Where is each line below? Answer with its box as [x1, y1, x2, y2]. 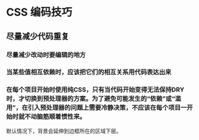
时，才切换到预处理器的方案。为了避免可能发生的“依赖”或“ [6, 95, 175, 103]
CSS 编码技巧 [6, 5, 73, 19]
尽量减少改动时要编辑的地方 [6, 50, 86, 59]
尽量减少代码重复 [6, 31, 69, 41]
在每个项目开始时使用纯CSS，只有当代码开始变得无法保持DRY [6, 86, 185, 94]
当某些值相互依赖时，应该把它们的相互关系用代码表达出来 [6, 68, 172, 77]
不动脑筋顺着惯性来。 [25, 112, 86, 121]
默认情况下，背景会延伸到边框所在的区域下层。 [6, 127, 121, 135]
